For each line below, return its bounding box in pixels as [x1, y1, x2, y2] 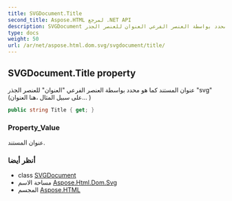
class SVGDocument [17, 171, 76, 180]
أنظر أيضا [8, 156, 36, 165]
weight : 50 [8, 36, 39, 43]
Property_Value [8, 123, 61, 132]
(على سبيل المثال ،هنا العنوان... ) [8, 93, 92, 101]
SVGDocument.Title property [8, 67, 136, 79]
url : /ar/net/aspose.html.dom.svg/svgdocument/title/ [8, 42, 166, 49]
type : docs [8, 29, 39, 36]
